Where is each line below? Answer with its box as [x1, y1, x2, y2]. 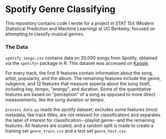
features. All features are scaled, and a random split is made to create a [5, 122, 154, 129]
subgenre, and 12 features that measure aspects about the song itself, [5, 81, 151, 87]
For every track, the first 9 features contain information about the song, [5, 70, 153, 76]
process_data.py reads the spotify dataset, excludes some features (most [5, 107, 158, 113]
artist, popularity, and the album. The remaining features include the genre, [5, 76, 161, 82]
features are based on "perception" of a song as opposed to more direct [5, 92, 156, 98]
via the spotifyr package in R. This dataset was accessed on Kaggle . [5, 60, 150, 66]
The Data [5, 43, 28, 50]
